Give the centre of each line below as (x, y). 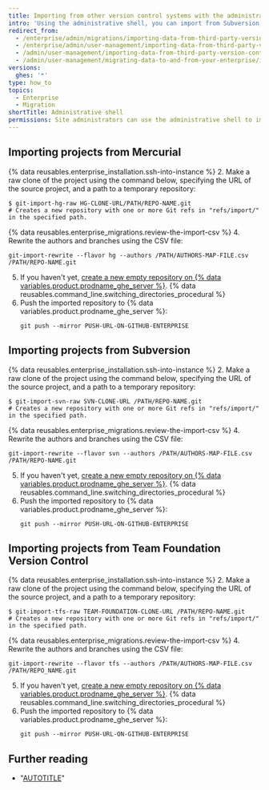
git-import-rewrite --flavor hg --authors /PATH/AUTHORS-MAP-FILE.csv (128, 255)
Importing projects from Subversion (99, 350)
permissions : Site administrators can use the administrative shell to (130, 120)
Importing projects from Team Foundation (115, 548)
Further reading (48, 758)
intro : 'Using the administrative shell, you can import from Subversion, (136, 23)
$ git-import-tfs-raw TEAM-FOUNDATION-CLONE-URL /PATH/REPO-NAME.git (127, 612)
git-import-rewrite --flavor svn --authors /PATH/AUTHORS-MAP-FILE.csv (130, 453)
